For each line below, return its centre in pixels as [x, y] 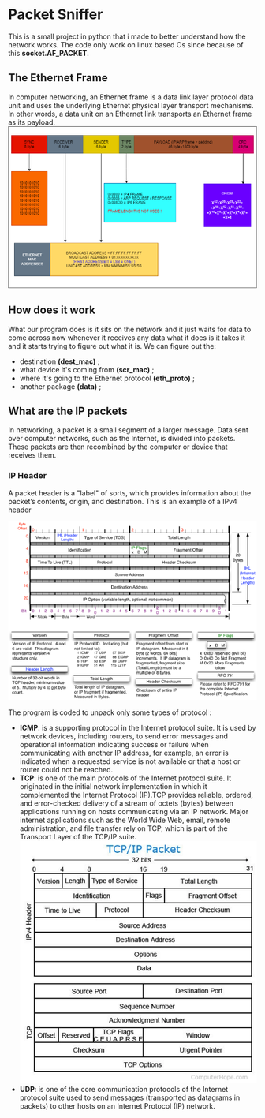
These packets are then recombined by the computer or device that [118, 447]
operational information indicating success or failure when [114, 744]
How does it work [52, 310]
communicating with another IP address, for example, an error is [124, 753]
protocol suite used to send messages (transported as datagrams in [130, 1097]
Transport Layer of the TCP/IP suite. [78, 836]
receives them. [32, 455]
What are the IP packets [68, 411]
